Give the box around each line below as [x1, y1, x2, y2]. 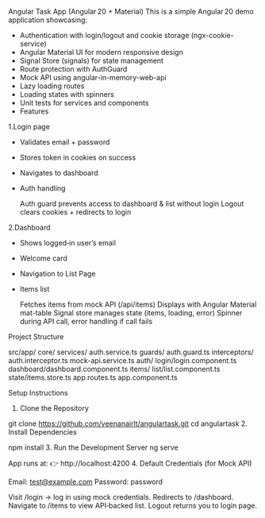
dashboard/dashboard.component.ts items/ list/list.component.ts [8, 365, 221, 373]
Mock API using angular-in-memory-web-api [19, 73, 167, 82]
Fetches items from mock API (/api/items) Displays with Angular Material [19, 300, 257, 309]
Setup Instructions [8, 388, 69, 397]
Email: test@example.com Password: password [8, 477, 163, 486]
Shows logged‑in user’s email [19, 238, 117, 247]
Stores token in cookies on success [19, 153, 136, 162]
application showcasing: [8, 15, 88, 25]
